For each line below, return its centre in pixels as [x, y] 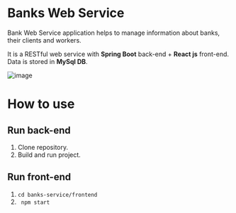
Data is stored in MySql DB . [47, 61]
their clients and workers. [44, 40]
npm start [35, 202]
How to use [41, 104]
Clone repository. [43, 147]
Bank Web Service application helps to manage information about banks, [114, 33]
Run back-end [39, 130]
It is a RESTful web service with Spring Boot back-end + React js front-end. [118, 54]
